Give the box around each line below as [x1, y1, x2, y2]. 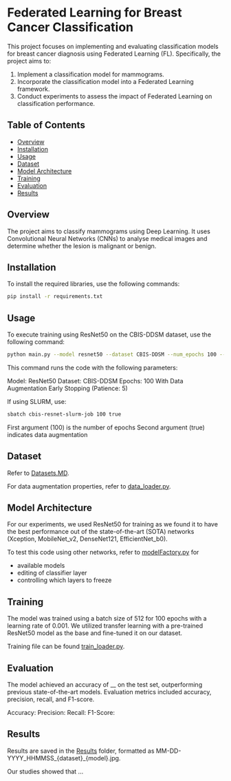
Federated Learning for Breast [7, 5, 182, 21]
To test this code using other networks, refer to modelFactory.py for [7, 548, 199, 557]
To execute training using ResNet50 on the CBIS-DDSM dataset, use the [7, 330, 212, 339]
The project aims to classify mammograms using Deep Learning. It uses [7, 227, 211, 235]
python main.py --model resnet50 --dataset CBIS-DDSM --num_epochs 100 [7, 351, 217, 359]
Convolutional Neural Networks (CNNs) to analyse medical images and [7, 234, 208, 242]
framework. [16, 85, 50, 93]
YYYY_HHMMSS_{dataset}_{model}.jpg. [7, 753, 121, 762]
